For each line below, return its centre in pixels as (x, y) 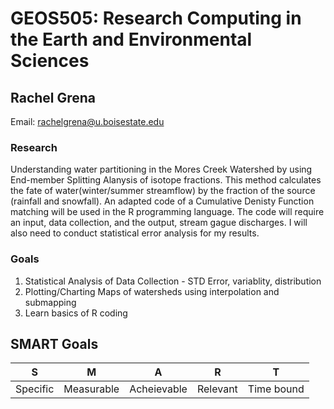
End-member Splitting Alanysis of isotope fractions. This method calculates (166, 180)
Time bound (276, 389)
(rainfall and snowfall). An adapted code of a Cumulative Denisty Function (162, 201)
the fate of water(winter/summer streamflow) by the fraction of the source (163, 191)
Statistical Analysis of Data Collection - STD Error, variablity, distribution (173, 281)
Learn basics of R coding (76, 313)
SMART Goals (54, 343)
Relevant (217, 389)
